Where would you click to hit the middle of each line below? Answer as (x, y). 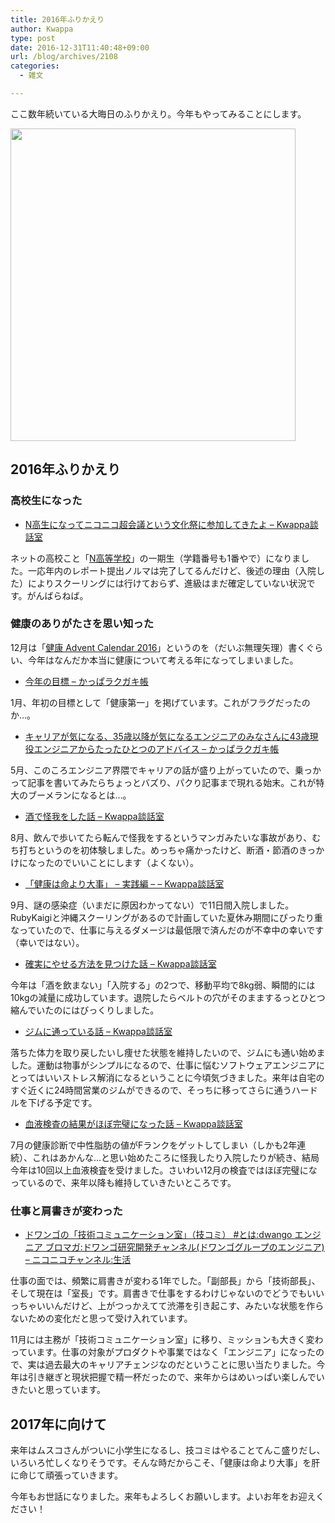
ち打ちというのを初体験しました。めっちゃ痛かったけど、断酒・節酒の (154, 850)
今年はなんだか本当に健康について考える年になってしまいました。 (163, 660)
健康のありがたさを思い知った (82, 624)
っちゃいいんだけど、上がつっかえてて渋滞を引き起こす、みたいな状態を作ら (167, 1306)
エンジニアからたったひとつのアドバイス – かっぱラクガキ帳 (156, 748)
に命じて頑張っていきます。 (66, 1475)
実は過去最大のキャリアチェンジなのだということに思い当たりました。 (172, 1365)
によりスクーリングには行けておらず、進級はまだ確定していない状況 (167, 583)
